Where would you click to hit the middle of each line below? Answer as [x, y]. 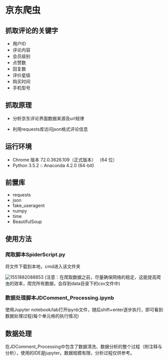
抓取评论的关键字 [32, 31]
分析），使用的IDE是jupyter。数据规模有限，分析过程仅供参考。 [70, 353]
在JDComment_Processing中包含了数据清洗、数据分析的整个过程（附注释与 [84, 347]
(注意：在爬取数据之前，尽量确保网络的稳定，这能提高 [101, 277]
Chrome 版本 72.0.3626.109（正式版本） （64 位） [65, 160]
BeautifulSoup [27, 222]
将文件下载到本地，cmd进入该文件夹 [43, 267]
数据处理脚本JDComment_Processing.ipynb [60, 298]
